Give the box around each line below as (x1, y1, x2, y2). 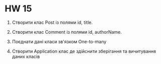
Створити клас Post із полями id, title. (12, 19, 93, 25)
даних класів (12, 53, 40, 60)
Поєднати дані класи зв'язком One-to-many (12, 38, 107, 45)
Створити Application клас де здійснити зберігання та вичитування (12, 48, 156, 54)
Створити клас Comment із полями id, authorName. (12, 29, 122, 35)
